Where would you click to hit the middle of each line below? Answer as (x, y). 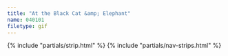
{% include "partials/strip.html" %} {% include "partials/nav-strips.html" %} (114, 46)
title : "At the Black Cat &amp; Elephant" (69, 13)
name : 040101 (26, 20)
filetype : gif (28, 26)
